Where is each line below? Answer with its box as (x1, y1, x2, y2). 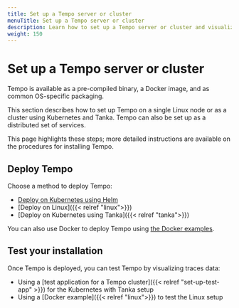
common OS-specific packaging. (7, 92, 105, 100)
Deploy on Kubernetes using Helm (17, 196, 119, 203)
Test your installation (7, 245, 103, 257)
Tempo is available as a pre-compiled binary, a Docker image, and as (7, 85, 210, 93)
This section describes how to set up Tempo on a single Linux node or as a (7, 106, 227, 115)
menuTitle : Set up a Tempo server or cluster (7, 17, 144, 24)
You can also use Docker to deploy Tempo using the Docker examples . (7, 225, 215, 233)
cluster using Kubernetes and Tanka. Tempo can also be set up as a (7, 113, 206, 122)
